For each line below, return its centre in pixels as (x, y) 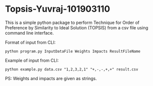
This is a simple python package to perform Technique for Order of (72, 22)
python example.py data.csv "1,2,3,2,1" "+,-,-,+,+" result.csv (72, 69)
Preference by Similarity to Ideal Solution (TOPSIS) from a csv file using (77, 27)
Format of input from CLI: (30, 42)
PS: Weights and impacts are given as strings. (51, 78)
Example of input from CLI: (32, 60)
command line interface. (29, 33)
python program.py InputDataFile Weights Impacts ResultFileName (73, 51)
